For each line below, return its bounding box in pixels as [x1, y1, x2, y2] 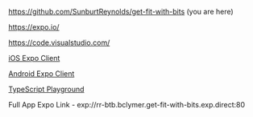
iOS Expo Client [8, 54, 60, 63]
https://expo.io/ [8, 22, 60, 31]
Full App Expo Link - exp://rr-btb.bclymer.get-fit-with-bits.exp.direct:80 [8, 100, 246, 109]
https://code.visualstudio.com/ [8, 38, 110, 47]
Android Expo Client [8, 69, 75, 79]
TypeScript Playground [8, 84, 85, 94]
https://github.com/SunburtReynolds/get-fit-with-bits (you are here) [8, 7, 234, 16]
